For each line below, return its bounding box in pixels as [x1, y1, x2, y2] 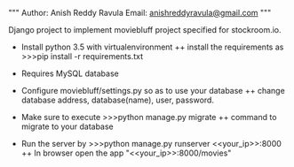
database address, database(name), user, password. [20, 95, 215, 105]
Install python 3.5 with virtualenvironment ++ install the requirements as [20, 42, 284, 52]
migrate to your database [20, 121, 115, 132]
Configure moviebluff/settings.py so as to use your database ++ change [20, 86, 285, 95]
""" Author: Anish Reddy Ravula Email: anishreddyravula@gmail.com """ [8, 8, 272, 18]
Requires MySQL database [20, 68, 119, 79]
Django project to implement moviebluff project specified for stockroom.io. [8, 25, 282, 34]
